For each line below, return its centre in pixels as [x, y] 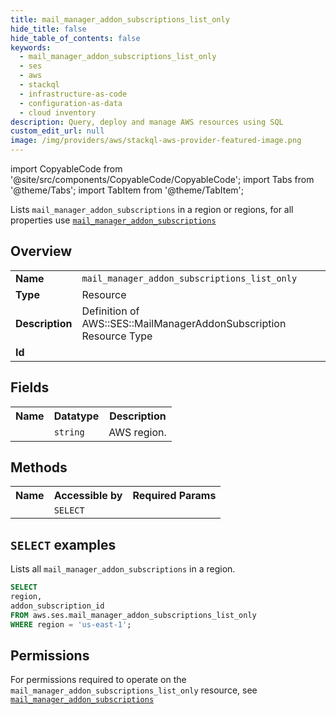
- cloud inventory [58, 112]
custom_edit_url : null [57, 131]
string [69, 432]
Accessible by [88, 496]
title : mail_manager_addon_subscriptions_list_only [120, 19]
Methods [39, 467]
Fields [30, 387]
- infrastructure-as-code [73, 94]
